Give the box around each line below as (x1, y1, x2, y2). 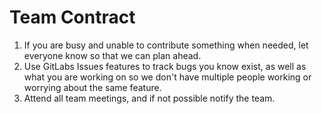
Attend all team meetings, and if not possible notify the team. (23, 92, 276, 104)
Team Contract (9, 6, 136, 29)
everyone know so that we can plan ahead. (23, 49, 202, 61)
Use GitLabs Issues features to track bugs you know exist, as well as (23, 60, 307, 72)
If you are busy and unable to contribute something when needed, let (23, 39, 309, 51)
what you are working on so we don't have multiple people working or (23, 71, 312, 83)
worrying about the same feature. (23, 81, 162, 93)
